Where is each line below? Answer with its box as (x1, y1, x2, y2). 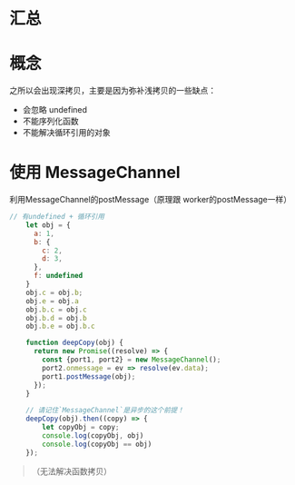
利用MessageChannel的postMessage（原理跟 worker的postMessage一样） (9, 194, 292, 205)
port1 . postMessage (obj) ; (42, 371, 136, 381)
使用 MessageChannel (9, 163, 181, 183)
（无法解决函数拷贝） (31, 465, 112, 477)
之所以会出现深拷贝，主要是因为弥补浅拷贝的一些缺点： (9, 85, 216, 96)
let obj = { (25, 220, 71, 230)
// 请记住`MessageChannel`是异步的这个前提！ (25, 406, 184, 415)
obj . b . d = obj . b (25, 313, 88, 322)
